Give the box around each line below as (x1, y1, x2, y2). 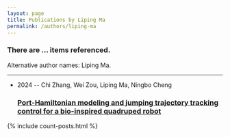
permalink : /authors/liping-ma (7, 23, 97, 29)
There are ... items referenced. (7, 45, 111, 55)
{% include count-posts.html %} (7, 121, 98, 130)
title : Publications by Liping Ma (7, 16, 106, 23)
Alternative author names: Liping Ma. (7, 61, 112, 69)
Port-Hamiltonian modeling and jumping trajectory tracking (16, 97, 219, 107)
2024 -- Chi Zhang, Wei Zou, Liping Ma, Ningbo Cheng (16, 80, 172, 89)
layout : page (7, 10, 44, 17)
